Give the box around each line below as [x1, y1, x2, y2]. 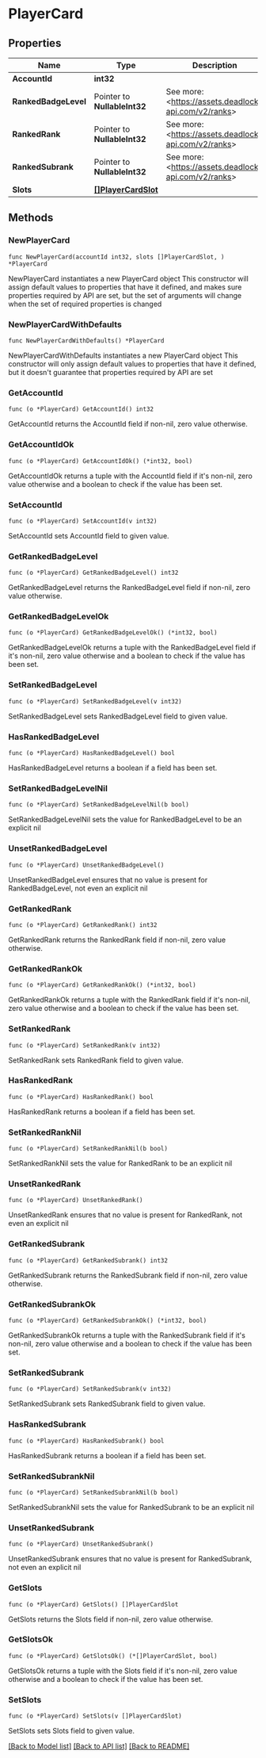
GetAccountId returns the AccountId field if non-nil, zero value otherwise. [8, 419, 248, 429]
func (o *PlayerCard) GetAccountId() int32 [8, 405, 154, 413]
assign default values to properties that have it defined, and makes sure [8, 282, 242, 292]
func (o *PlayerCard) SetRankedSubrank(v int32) [8, 1385, 172, 1393]
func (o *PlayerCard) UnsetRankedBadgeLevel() [8, 861, 165, 869]
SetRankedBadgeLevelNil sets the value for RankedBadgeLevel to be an [8, 814, 242, 825]
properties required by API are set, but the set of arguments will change [8, 290, 242, 300]
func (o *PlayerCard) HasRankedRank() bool [8, 1093, 154, 1101]
